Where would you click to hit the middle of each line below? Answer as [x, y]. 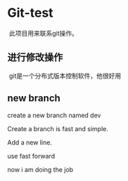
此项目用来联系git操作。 [44, 33]
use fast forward [31, 156]
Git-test [31, 13]
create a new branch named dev [54, 115]
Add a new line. [30, 142]
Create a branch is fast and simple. [58, 128]
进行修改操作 [35, 58]
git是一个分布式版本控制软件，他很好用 [65, 76]
